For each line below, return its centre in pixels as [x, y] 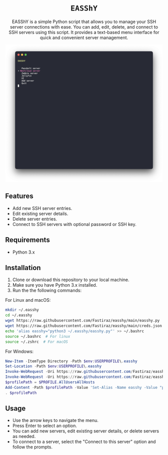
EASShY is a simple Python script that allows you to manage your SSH [84, 22]
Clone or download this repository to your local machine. [71, 280]
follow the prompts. [32, 447]
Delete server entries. [35, 219]
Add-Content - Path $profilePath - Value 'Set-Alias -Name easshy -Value [81, 387]
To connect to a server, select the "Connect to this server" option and [84, 442]
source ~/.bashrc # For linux [38, 336]
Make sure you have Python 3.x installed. [55, 285]
